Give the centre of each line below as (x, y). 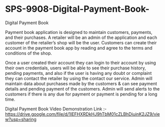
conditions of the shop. (29, 53)
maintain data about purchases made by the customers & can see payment (81, 83)
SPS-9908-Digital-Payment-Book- (77, 9)
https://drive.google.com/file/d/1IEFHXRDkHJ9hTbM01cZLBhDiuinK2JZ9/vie (82, 114)
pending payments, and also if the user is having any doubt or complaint (78, 73)
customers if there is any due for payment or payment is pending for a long (81, 94)
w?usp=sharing (21, 119)
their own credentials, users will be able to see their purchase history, (76, 68)
